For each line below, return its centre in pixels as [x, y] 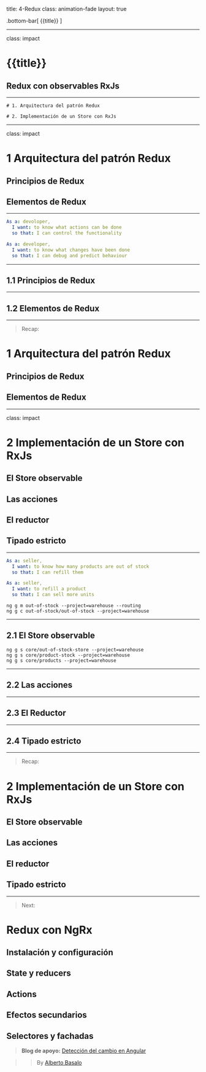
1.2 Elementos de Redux [53, 309]
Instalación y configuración [60, 953]
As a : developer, [29, 244]
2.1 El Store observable [51, 636]
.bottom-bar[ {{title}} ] [34, 21]
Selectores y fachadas [50, 1036]
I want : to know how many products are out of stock [81, 566]
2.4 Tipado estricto [44, 741]
